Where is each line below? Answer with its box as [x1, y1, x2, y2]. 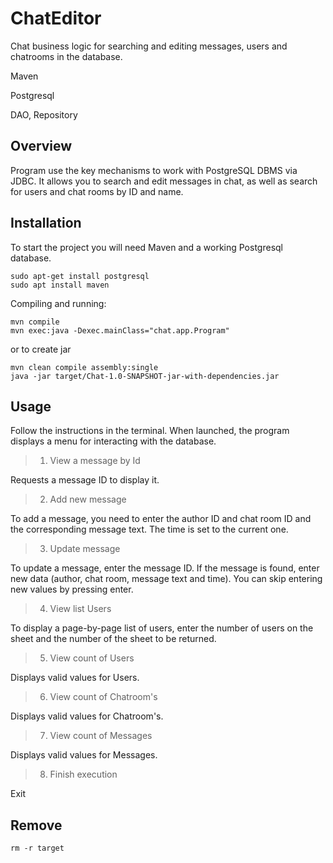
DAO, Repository [10, 108, 78, 121]
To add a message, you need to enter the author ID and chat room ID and [10, 513, 312, 525]
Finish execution [49, 768, 118, 781]
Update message [49, 543, 121, 555]
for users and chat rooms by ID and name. [10, 185, 184, 197]
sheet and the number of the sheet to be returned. [10, 633, 217, 645]
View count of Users [49, 652, 135, 664]
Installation [10, 215, 82, 232]
